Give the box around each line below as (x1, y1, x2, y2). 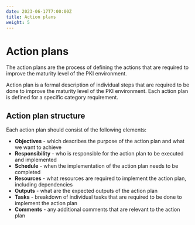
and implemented (14, 156, 57, 164)
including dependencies (14, 181, 73, 188)
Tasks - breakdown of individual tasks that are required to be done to (14, 193, 183, 200)
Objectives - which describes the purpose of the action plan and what (14, 138, 185, 145)
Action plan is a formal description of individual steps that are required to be (6, 81, 190, 88)
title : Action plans (6, 14, 57, 20)
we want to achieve (14, 144, 62, 151)
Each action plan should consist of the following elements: (6, 126, 147, 133)
